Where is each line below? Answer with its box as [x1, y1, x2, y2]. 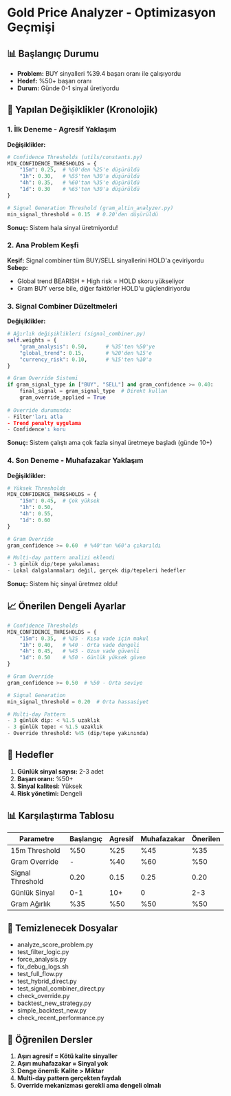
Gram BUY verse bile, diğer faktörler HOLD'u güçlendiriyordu [16, 284, 190, 292]
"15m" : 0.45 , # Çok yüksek [19, 497, 100, 504]
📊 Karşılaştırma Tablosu [7, 810, 115, 822]
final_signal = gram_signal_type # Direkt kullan [19, 388, 168, 395]
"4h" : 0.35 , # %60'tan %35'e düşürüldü [19, 179, 140, 187]
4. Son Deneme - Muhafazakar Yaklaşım [7, 456, 144, 466]
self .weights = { [7, 337, 57, 344]
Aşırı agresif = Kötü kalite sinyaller [16, 1052, 118, 1060]
